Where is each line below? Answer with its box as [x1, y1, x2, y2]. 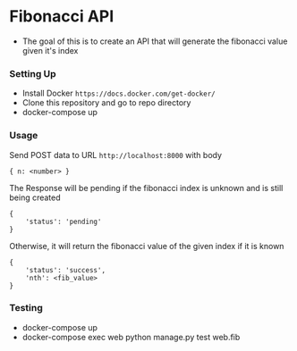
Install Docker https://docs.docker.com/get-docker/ [21, 88, 216, 99]
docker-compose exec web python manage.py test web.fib [21, 331, 241, 342]
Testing [9, 302, 43, 314]
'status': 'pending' [25, 217, 102, 226]
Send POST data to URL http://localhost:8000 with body [9, 149, 222, 160]
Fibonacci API [9, 6, 115, 27]
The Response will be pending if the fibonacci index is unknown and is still [9, 182, 284, 193]
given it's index [21, 45, 79, 55]
